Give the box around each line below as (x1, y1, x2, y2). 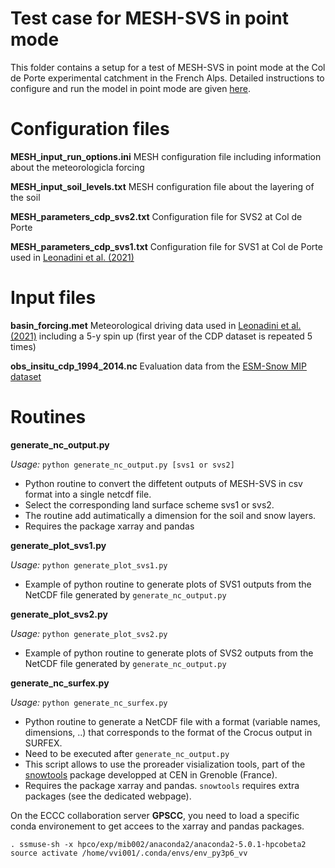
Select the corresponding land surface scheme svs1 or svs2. (24, 498, 275, 511)
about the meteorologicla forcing (10, 161, 145, 173)
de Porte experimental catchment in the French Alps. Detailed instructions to (10, 72, 325, 84)
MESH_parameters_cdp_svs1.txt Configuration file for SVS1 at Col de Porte (10, 240, 323, 252)
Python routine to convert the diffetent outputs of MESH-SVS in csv (24, 477, 303, 489)
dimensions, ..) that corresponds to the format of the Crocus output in (24, 726, 313, 738)
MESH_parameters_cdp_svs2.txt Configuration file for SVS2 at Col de (10, 210, 303, 222)
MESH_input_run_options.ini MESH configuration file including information (10, 150, 322, 162)
